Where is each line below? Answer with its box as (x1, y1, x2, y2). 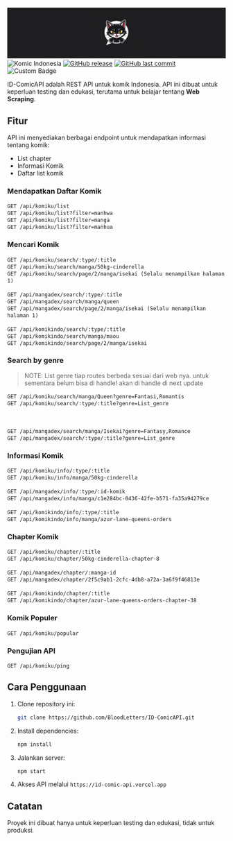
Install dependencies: (17, 727, 79, 735)
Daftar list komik (17, 169, 64, 177)
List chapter (17, 154, 52, 162)
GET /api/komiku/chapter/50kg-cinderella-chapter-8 (7, 556, 159, 563)
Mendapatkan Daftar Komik (7, 186, 102, 196)
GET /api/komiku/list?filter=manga (7, 216, 110, 224)
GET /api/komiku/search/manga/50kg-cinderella (7, 263, 144, 271)
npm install (17, 740, 52, 748)
